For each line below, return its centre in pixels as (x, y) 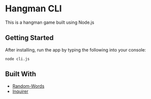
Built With (21, 74)
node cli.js (17, 59)
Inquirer (20, 91)
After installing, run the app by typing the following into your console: (75, 49)
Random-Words (28, 86)
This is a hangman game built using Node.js (50, 22)
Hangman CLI (33, 9)
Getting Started (29, 38)
